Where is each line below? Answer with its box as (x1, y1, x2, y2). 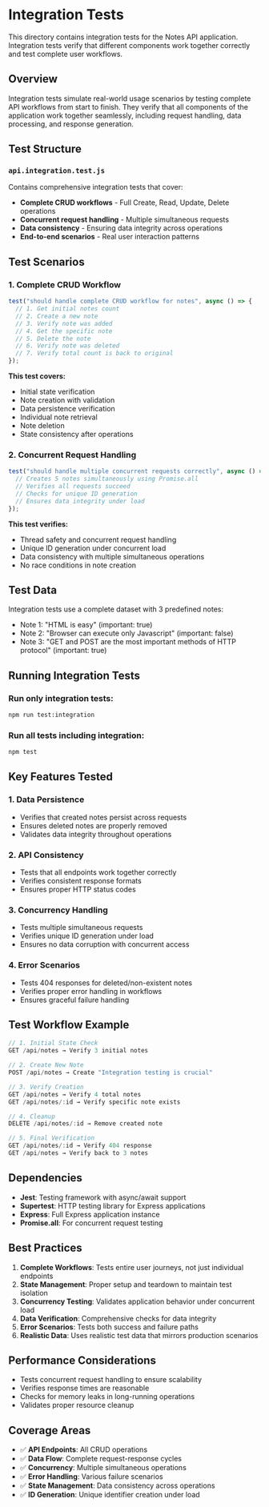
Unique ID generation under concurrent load (19, 543, 167, 553)
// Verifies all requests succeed (15, 483, 130, 491)
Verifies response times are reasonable (19, 1383, 150, 1393)
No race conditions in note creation (19, 560, 137, 570)
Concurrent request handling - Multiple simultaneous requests (19, 214, 230, 225)
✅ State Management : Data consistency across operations (19, 1481, 215, 1490)
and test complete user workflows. (8, 49, 122, 58)
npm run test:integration (8, 711, 94, 719)
